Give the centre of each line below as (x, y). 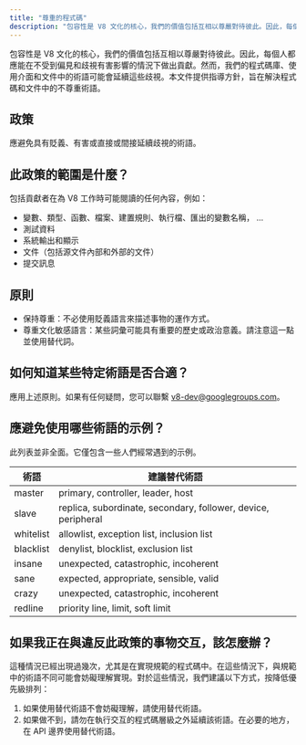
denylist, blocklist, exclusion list (126, 549)
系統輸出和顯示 (51, 241)
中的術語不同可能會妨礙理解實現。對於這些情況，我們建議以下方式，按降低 (149, 677)
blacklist (32, 549)
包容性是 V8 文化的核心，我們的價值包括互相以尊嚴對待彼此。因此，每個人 (149, 53)
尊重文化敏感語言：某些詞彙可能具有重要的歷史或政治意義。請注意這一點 (158, 330)
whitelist (32, 533)
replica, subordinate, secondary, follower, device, (164, 508)
